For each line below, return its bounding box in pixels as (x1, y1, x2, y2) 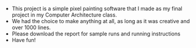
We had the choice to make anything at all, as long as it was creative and (11, 18, 190, 24)
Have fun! (11, 37, 36, 43)
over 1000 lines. (11, 24, 51, 31)
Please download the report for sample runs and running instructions (11, 30, 181, 37)
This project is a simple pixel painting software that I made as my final (11, 5, 182, 12)
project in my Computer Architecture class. (11, 11, 117, 18)
